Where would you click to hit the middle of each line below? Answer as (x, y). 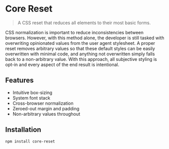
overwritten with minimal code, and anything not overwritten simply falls (80, 54)
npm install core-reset (30, 141)
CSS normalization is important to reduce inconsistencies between (74, 32)
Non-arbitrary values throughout (46, 114)
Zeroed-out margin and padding (46, 108)
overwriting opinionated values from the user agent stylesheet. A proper (80, 43)
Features (19, 80)
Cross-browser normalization (43, 103)
